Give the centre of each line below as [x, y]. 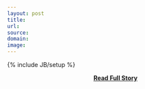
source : [18, 33]
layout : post [26, 13]
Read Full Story [115, 78]
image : [16, 45]
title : [16, 20]
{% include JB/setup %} [41, 65]
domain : [18, 39]
